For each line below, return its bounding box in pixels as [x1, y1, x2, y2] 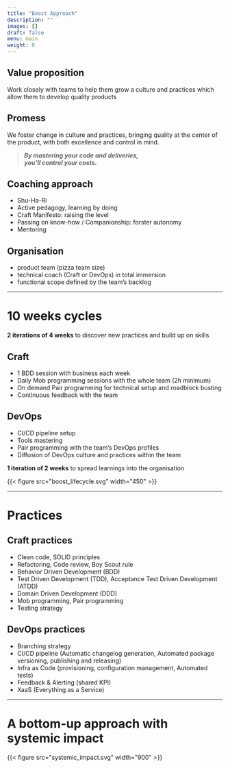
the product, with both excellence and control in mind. [7, 138, 159, 146]
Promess [7, 112, 46, 124]
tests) [16, 671, 34, 679]
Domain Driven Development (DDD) [16, 589, 118, 598]
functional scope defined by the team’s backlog [16, 278, 152, 286]
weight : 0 [7, 42, 36, 49]
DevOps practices [7, 624, 86, 635]
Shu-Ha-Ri [16, 196, 47, 205]
